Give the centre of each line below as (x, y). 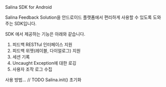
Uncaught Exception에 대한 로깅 (44, 63)
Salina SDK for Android (28, 7)
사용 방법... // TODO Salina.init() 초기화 (43, 80)
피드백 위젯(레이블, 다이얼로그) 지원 (46, 51)
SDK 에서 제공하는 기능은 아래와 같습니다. (45, 34)
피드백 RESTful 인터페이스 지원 (42, 44)
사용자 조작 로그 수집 (32, 69)
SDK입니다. (25, 23)
